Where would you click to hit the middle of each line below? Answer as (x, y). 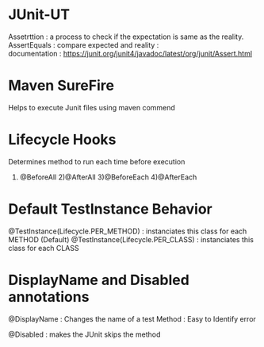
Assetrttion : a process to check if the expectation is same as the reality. (126, 37)
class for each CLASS (44, 248)
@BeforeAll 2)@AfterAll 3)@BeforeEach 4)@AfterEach (108, 177)
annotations (49, 297)
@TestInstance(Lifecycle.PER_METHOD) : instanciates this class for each (128, 231)
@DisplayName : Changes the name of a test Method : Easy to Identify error (132, 318)
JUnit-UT (39, 15)
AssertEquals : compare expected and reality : (84, 44)
